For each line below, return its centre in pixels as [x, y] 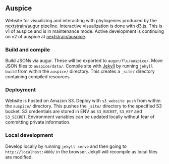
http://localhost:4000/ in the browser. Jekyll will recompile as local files [81, 151]
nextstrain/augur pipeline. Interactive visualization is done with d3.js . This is [84, 26]
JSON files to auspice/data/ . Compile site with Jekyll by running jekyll [79, 66]
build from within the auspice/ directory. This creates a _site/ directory [80, 71]
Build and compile [28, 49]
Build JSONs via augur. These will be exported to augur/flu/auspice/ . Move [84, 61]
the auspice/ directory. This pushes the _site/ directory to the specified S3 [84, 106]
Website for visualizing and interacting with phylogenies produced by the [81, 20]
